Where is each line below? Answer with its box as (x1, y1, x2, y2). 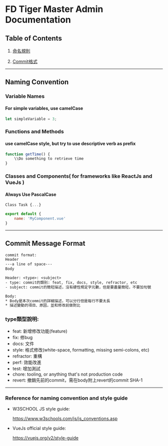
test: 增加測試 (12, 366, 41, 372)
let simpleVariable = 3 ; (5, 116, 57, 121)
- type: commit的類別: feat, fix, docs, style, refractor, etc (5, 280, 137, 285)
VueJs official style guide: (12, 425, 66, 431)
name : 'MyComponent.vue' (14, 216, 66, 221)
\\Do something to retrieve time (14, 156, 84, 161)
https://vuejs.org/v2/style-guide (12, 435, 79, 441)
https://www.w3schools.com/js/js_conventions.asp (12, 416, 118, 422)
